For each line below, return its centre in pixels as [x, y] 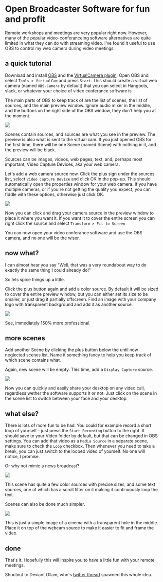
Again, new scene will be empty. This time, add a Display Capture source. [79, 370]
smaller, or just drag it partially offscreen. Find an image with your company [81, 299]
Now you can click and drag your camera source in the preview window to [80, 213]
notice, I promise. [22, 457]
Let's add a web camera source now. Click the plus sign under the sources [80, 174]
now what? [22, 253]
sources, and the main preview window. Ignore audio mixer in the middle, [78, 105]
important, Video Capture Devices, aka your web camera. [63, 164]
